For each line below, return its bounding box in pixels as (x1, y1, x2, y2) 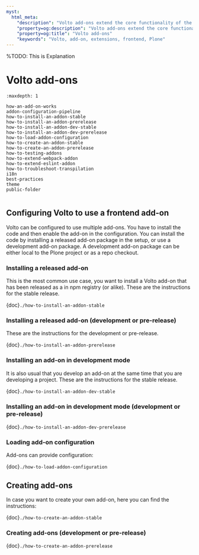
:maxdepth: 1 (6, 93, 38, 99)
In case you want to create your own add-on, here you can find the (6, 496, 170, 503)
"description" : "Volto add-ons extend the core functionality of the (17, 20, 192, 26)
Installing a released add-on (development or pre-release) (6, 316, 176, 324)
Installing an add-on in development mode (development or (6, 402, 181, 411)
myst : (6, 8, 20, 15)
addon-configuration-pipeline (6, 108, 81, 115)
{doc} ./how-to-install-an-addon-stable (6, 301, 105, 309)
